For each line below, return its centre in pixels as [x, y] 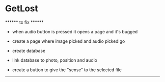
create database [29, 51]
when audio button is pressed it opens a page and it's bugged [75, 31]
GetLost [22, 9]
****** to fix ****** [25, 22]
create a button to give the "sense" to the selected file [67, 70]
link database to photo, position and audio [55, 60]
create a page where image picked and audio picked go [69, 41]
